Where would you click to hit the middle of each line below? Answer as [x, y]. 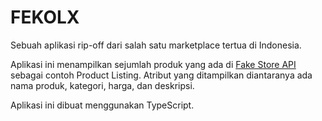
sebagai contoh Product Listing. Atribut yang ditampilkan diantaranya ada [161, 75]
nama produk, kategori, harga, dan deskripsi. [102, 85]
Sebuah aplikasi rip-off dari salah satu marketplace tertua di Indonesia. [156, 45]
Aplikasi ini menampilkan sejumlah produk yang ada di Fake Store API [153, 64]
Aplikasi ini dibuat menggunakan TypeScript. [102, 105]
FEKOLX [45, 17]
